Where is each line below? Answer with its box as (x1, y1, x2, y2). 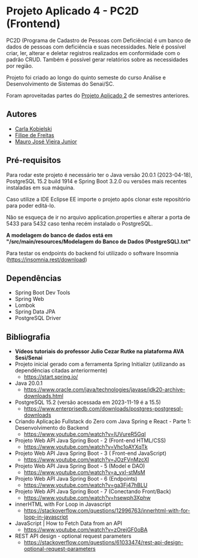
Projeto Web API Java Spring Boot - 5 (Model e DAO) (14, 463, 145, 470)
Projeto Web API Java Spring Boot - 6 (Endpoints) (14, 475, 138, 482)
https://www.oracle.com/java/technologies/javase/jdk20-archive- (23, 386, 185, 393)
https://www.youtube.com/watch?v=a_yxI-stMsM (23, 469, 145, 476)
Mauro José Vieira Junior (14, 138, 78, 145)
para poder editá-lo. (6, 202, 56, 209)
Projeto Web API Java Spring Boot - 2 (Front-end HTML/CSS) (14, 437, 166, 444)
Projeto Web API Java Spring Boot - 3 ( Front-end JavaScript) (14, 450, 167, 457)
